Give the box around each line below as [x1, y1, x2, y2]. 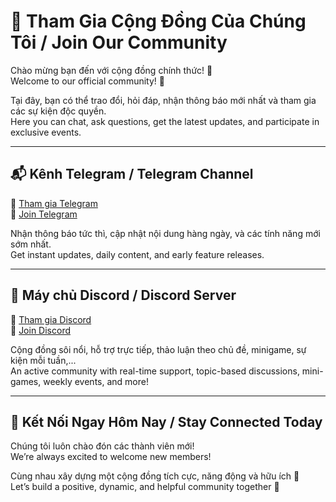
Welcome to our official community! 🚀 [10, 75, 165, 87]
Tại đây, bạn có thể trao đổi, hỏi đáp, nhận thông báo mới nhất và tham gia [10, 94, 317, 106]
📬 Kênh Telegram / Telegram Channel [10, 166, 254, 183]
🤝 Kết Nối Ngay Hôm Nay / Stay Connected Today [10, 413, 323, 430]
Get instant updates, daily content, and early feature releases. [10, 248, 265, 260]
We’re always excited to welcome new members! [10, 451, 212, 463]
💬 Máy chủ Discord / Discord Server [10, 287, 237, 304]
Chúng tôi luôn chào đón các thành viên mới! [10, 440, 195, 452]
